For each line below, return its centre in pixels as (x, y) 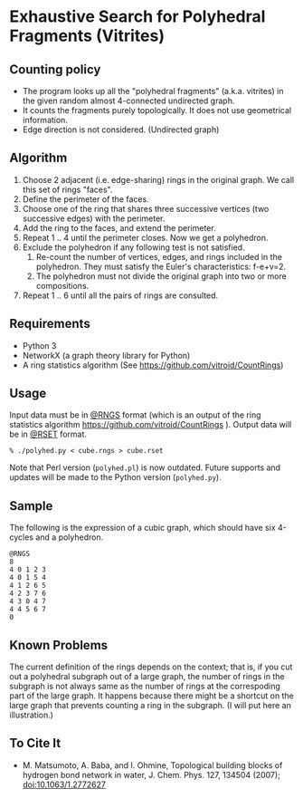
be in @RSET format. (48, 434)
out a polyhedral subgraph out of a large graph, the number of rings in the (147, 677)
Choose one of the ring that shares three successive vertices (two (146, 208)
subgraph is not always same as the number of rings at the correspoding (145, 687)
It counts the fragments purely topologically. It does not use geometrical (157, 110)
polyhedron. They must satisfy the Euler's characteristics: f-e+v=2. (161, 266)
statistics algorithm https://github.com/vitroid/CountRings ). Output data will (151, 425)
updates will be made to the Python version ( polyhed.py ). (115, 477)
